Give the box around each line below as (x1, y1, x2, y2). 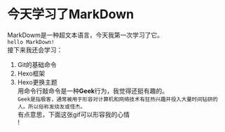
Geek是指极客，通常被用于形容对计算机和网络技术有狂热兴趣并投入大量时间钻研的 (17, 96, 219, 103)
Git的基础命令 (17, 60, 57, 68)
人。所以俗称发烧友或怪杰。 (17, 103, 86, 110)
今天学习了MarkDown (7, 6, 135, 22)
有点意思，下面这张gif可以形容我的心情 (17, 110, 130, 119)
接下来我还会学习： (7, 45, 63, 54)
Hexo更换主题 (17, 78, 57, 86)
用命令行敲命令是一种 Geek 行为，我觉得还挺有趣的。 (17, 87, 169, 95)
